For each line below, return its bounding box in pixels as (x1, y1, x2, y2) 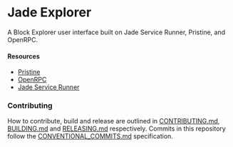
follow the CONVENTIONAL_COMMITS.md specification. (7, 132, 173, 141)
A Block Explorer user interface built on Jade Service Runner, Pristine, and (7, 28, 226, 36)
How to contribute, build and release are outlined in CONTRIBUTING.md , (7, 117, 220, 126)
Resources (7, 51, 41, 61)
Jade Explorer (7, 4, 92, 21)
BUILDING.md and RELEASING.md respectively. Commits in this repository (7, 124, 226, 133)
